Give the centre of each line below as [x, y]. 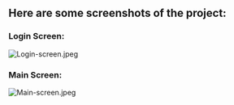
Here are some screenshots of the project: [117, 13]
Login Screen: [37, 36]
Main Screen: [35, 74]
